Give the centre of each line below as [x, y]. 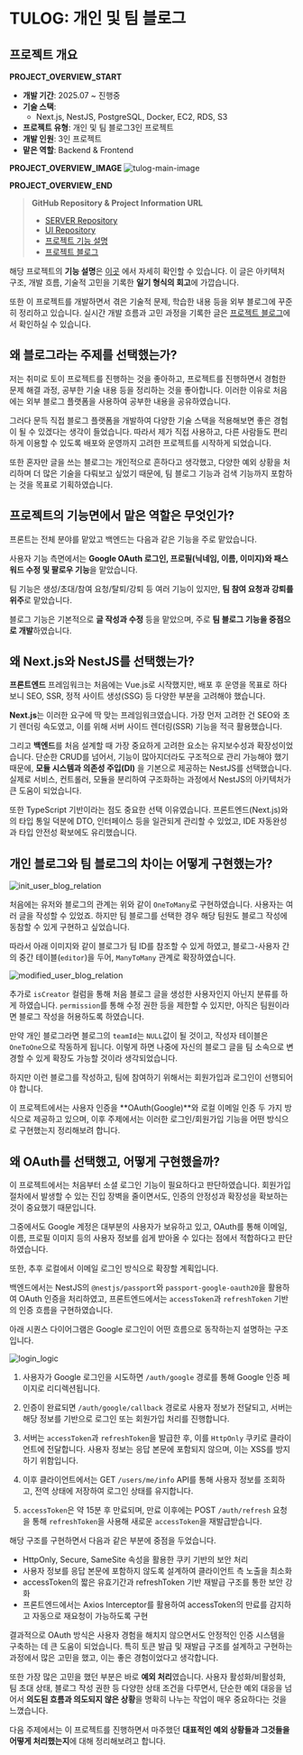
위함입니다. [59, 1460]
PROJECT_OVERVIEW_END [61, 185]
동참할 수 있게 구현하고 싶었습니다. [69, 927]
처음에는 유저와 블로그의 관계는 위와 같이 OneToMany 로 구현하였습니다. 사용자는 [147, 905]
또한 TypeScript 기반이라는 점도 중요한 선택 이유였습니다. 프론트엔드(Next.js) [145, 810]
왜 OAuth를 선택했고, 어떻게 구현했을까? [115, 1161]
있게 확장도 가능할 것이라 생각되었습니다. [107, 1058]
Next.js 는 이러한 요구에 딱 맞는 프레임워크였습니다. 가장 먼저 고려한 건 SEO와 [145, 715]
